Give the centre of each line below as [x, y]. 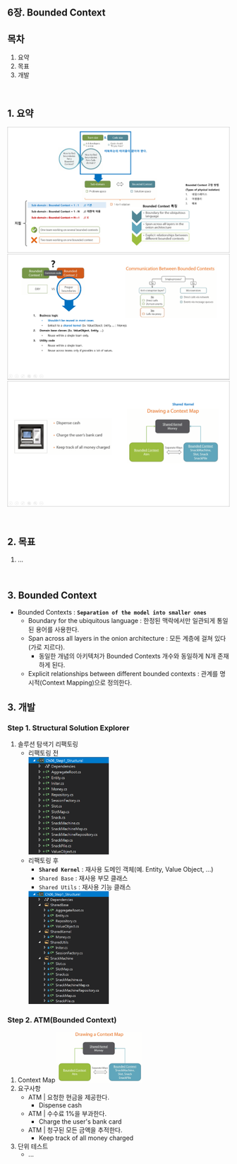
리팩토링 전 [43, 753]
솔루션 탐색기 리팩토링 [48, 744]
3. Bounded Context [52, 596]
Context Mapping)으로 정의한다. [87, 683]
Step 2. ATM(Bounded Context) [62, 1020]
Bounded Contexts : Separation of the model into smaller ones [112, 612]
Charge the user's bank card [80, 1122]
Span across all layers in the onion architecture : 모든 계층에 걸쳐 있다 [127, 639]
